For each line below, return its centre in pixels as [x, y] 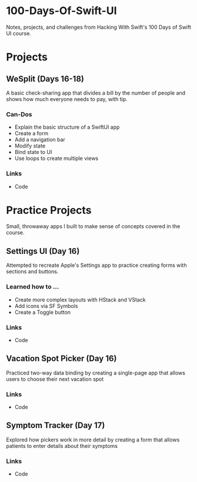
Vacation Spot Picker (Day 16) [61, 359]
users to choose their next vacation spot [55, 379]
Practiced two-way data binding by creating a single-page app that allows [96, 373]
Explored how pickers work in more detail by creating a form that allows [93, 440]
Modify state [30, 146]
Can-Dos [19, 114]
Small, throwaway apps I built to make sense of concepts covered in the [93, 226]
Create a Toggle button [43, 312]
